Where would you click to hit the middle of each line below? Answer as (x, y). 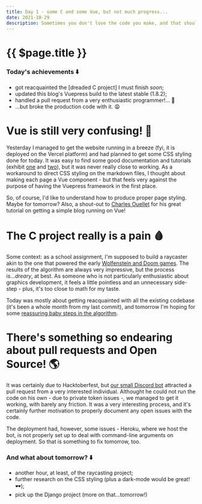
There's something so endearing (90, 337)
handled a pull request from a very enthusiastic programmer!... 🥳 (95, 100)
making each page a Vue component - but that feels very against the (92, 179)
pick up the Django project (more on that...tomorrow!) (81, 494)
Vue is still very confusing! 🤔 (79, 131)
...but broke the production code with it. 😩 (67, 107)
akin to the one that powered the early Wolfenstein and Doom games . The (98, 263)
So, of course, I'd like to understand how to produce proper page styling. (96, 198)
